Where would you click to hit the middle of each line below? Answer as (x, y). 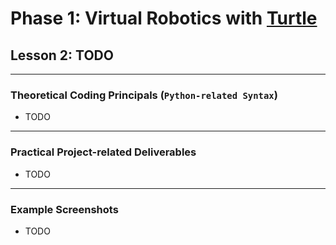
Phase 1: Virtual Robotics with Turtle (164, 18)
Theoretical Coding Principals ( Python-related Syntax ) (144, 95)
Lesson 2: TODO (62, 55)
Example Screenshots (64, 209)
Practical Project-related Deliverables (103, 152)
